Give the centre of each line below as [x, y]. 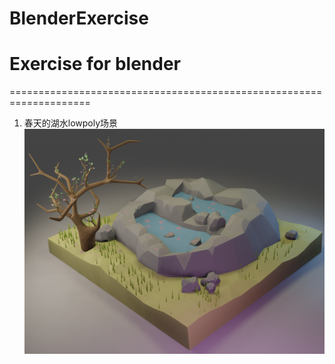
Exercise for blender [95, 64]
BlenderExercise [79, 18]
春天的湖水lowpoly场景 [71, 123]
